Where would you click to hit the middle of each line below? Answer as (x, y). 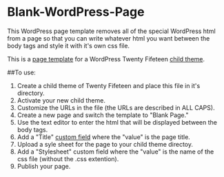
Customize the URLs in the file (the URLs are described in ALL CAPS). (116, 107)
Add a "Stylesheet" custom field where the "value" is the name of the (115, 152)
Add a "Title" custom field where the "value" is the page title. (104, 137)
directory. (31, 93)
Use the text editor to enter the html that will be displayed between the (117, 122)
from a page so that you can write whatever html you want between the (109, 38)
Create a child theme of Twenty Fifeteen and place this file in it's (109, 85)
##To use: (21, 72)
